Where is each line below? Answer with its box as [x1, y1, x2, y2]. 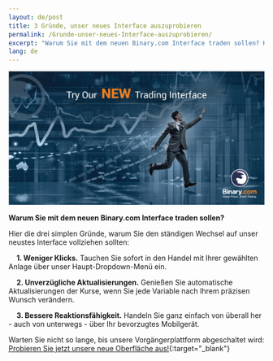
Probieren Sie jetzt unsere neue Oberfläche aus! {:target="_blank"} [8, 344, 230, 354]
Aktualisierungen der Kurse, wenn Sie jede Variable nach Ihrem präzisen [8, 286, 250, 296]
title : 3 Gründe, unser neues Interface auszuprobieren [8, 21, 201, 30]
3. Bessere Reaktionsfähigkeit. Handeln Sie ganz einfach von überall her [15, 311, 262, 320]
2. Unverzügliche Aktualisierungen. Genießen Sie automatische [15, 277, 233, 288]
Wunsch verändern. [8, 295, 75, 305]
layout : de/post [8, 13, 63, 21]
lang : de [8, 47, 38, 56]
